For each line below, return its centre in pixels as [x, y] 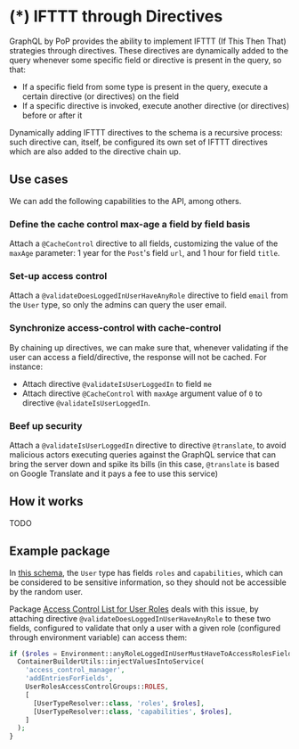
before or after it [52, 115]
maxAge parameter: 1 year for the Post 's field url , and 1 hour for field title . [145, 253]
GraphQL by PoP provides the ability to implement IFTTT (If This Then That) [148, 41]
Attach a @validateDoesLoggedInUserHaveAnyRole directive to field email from [149, 295]
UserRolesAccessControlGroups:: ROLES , [97, 687]
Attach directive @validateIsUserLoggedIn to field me [117, 383]
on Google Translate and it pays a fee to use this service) [114, 473]
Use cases [39, 180]
